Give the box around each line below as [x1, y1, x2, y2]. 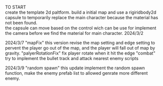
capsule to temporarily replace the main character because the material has [5, 15, 159, 20]
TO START [5, 4, 26, 10]
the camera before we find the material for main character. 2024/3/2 [5, 30, 144, 36]
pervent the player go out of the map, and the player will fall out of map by [5, 45, 156, 51]
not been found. [5, 20, 38, 26]
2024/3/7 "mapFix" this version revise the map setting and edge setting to [5, 40, 156, 46]
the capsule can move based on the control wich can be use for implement [5, 25, 157, 31]
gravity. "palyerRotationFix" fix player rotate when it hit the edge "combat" [5, 50, 156, 56]
